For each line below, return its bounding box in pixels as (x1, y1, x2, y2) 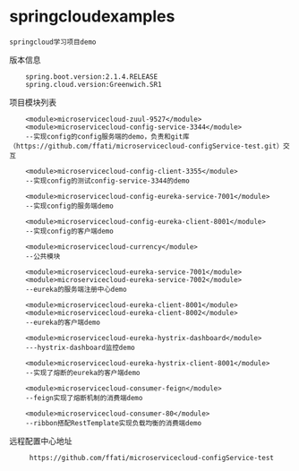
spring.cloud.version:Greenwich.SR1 (25, 80, 163, 89)
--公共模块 (25, 252, 61, 261)
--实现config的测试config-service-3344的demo (25, 176, 190, 185)
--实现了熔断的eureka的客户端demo (25, 368, 141, 377)
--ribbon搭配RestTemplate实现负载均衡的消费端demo (25, 418, 202, 427)
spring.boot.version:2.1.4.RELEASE (25, 72, 158, 81)
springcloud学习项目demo (9, 38, 97, 47)
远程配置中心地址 (9, 435, 73, 446)
